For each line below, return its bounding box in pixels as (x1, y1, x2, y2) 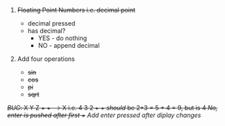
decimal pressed (27, 19, 76, 27)
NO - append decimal (37, 42, 100, 49)
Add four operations (17, 55, 75, 63)
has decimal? (27, 27, 66, 35)
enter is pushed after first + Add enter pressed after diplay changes (7, 111, 201, 119)
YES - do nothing (37, 34, 87, 42)
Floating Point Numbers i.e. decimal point (17, 6, 135, 14)
